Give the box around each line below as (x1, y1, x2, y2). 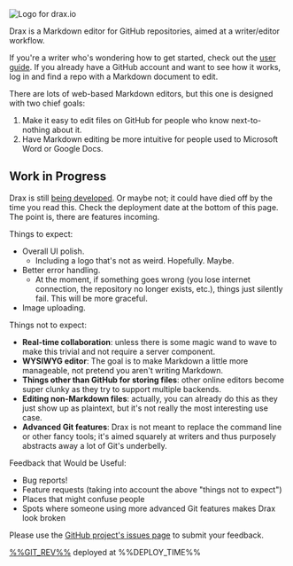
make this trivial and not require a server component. (21, 346, 215, 357)
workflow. (9, 35, 45, 45)
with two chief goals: (9, 98, 86, 108)
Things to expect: (9, 228, 73, 239)
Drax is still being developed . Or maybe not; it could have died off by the (9, 193, 273, 203)
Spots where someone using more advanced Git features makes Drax (21, 503, 276, 514)
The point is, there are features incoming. (9, 211, 160, 222)
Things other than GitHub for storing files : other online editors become (21, 374, 285, 385)
